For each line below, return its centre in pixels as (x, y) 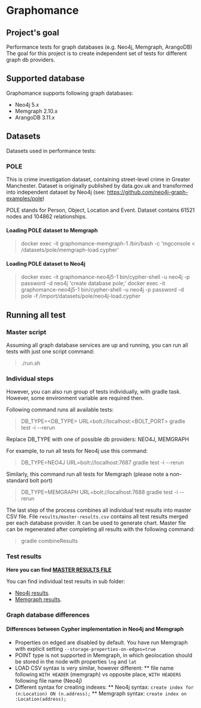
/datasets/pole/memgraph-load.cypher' (70, 250)
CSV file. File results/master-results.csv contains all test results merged (97, 517)
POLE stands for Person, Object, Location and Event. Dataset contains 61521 (100, 210)
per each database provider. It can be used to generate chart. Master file (96, 523)
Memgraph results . (38, 599)
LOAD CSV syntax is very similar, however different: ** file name (94, 668)
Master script (26, 332)
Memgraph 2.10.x (36, 111)
